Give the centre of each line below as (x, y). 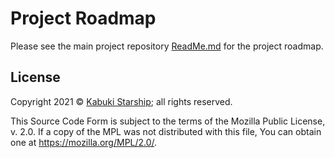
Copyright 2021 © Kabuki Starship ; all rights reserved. (121, 101)
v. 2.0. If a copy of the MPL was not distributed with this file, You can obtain (166, 131)
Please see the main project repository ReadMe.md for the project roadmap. (167, 46)
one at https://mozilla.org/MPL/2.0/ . (84, 142)
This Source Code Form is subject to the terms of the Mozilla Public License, (168, 121)
